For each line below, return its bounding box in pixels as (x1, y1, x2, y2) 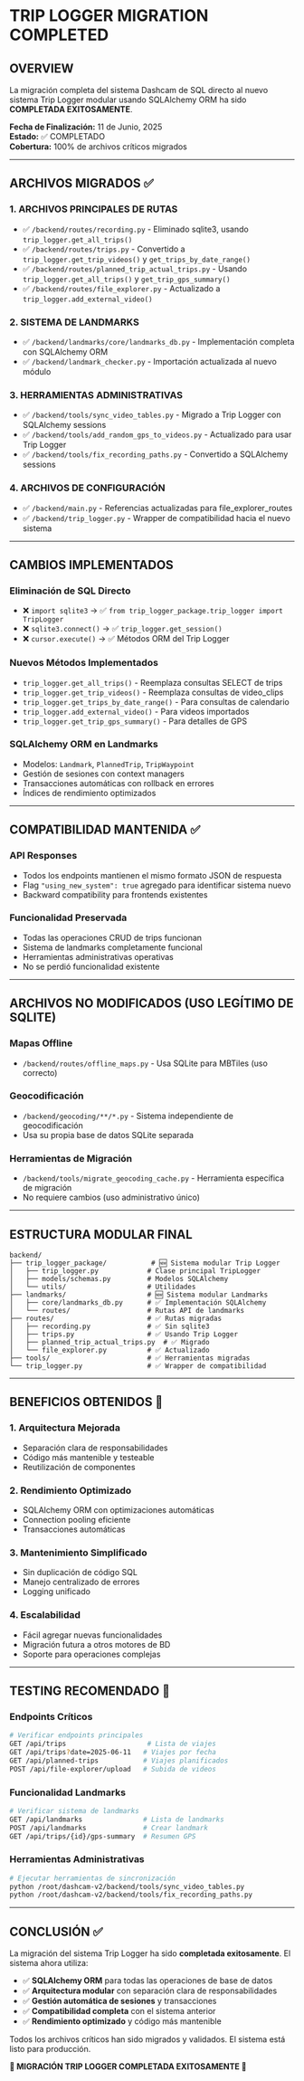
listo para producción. (9, 2044, 91, 2055)
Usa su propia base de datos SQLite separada (22, 1129, 195, 1140)
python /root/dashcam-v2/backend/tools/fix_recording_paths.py (9, 1890, 253, 1900)
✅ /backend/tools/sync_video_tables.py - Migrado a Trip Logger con (22, 409, 281, 421)
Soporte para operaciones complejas (22, 1649, 161, 1659)
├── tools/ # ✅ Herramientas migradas (9, 1354, 251, 1363)
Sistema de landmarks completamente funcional (22, 942, 204, 953)
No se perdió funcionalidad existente (22, 961, 160, 972)
